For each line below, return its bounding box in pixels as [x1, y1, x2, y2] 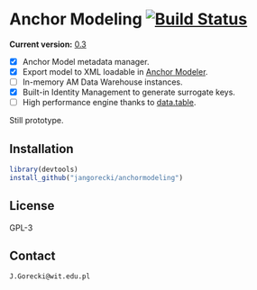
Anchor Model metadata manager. [22, 56, 150, 67]
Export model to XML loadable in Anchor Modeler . [22, 67, 208, 77]
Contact [9, 249, 56, 264]
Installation [9, 140, 74, 157]
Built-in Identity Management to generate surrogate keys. [22, 86, 236, 98]
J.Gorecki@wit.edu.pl [9, 272, 91, 281]
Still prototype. [9, 115, 65, 126]
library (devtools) [9, 165, 78, 175]
